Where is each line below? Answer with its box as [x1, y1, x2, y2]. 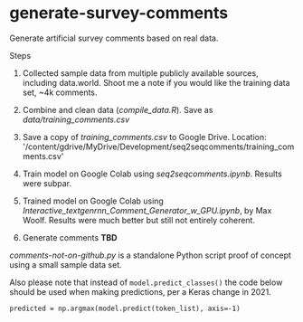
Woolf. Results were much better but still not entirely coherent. [22, 214, 256, 225]
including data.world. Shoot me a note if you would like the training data [22, 77, 291, 88]
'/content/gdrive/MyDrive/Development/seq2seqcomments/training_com [22, 141, 295, 152]
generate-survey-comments [9, 3, 229, 24]
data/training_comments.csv [22, 114, 130, 125]
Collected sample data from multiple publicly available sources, [22, 67, 260, 79]
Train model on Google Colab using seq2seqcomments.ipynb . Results [22, 168, 282, 179]
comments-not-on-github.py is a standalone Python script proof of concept [9, 250, 292, 260]
